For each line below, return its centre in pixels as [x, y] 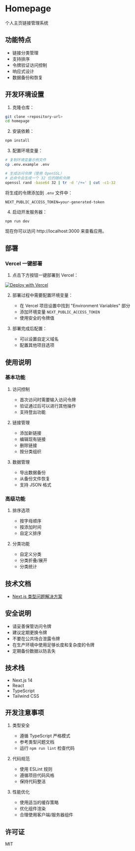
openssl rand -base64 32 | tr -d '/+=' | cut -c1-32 [60, 183]
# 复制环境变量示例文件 [26, 160]
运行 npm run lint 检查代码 [47, 748]
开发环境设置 [25, 94]
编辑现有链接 [33, 439]
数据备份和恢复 [27, 77]
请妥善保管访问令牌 [32, 626]
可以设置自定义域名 [39, 339]
